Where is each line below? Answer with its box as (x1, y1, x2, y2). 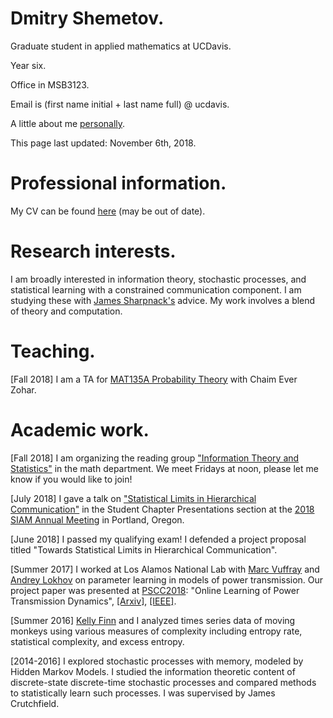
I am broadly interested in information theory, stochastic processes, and (10, 273, 307, 285)
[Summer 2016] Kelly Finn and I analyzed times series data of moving (10, 614, 296, 626)
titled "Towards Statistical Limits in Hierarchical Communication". (10, 543, 278, 556)
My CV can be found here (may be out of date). (10, 205, 206, 217)
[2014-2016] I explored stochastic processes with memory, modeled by (10, 655, 304, 667)
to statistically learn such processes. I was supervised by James (10, 687, 276, 699)
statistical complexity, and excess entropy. (10, 635, 185, 647)
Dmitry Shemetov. (10, 7, 165, 30)
